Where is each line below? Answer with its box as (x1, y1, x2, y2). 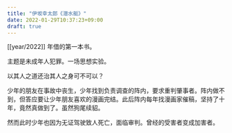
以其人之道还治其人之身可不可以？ (7, 72, 104, 80)
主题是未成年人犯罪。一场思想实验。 (7, 57, 110, 65)
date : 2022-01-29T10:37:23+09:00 (7, 17, 104, 23)
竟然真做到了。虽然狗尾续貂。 (19, 104, 104, 112)
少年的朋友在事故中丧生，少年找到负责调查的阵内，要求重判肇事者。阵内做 (7, 87, 219, 95)
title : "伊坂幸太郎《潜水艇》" (7, 10, 87, 17)
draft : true (7, 23, 41, 30)
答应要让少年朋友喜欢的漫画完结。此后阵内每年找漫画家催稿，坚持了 (25, 95, 219, 103)
